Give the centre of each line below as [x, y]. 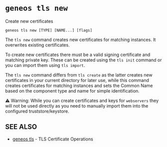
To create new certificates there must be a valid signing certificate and [78, 54]
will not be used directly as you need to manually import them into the [77, 105]
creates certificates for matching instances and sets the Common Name [79, 85]
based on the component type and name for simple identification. [72, 90]
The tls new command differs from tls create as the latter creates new [79, 75]
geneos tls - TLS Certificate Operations [53, 139]
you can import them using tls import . [45, 65]
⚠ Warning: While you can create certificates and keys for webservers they [82, 100]
